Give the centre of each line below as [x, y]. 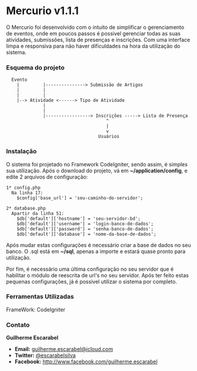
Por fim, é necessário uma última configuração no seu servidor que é [90, 269]
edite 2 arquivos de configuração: [47, 177]
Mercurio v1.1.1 [42, 11]
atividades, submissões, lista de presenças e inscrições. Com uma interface [98, 40]
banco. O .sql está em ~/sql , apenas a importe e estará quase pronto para [96, 251]
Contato [18, 324]
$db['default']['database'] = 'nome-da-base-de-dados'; [87, 234]
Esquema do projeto [35, 67]
